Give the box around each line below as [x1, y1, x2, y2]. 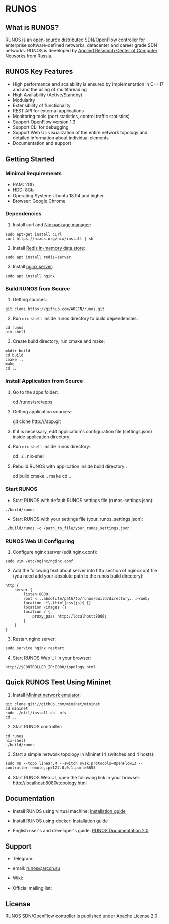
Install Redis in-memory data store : [12, 245, 86, 251]
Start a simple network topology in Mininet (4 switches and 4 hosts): [12, 751, 155, 757]
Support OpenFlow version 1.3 [12, 119, 76, 125]
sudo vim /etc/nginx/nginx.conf [5, 558, 73, 564]
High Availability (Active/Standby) [12, 92, 82, 98]
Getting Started [5, 155, 55, 164]
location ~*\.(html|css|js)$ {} [23, 600, 92, 605]
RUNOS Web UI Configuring [5, 537, 75, 545]
